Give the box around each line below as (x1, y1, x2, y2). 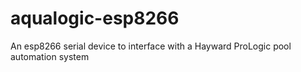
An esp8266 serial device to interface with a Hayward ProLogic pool (10, 40, 292, 52)
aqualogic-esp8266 (10, 7, 180, 30)
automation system (10, 50, 90, 62)
